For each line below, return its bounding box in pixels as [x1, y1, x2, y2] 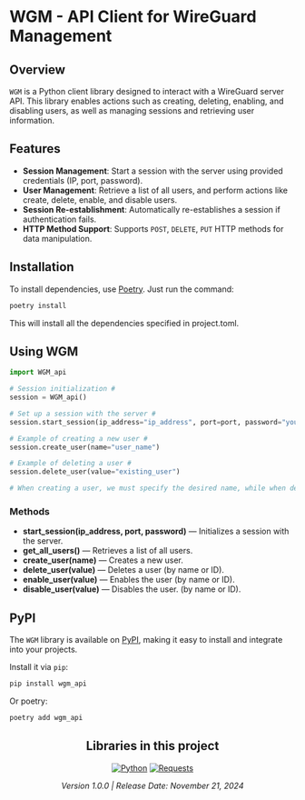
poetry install [9, 301, 67, 310]
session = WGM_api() [9, 393, 88, 402]
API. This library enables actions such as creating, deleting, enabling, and [9, 95, 284, 106]
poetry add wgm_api [9, 714, 84, 723]
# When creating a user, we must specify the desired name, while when [9, 484, 286, 493]
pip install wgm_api [9, 679, 88, 688]
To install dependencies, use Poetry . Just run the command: [9, 284, 234, 295]
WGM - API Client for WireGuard [9, 6, 257, 27]
